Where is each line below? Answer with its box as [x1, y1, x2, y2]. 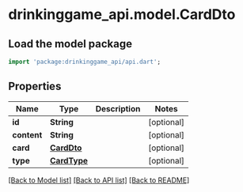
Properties [8, 80, 62, 93]
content [12, 129, 43, 140]
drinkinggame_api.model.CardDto [8, 6, 236, 24]
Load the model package [8, 37, 133, 51]
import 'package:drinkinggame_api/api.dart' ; [8, 58, 161, 66]
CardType [50, 155, 89, 166]
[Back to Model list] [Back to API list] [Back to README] [8, 175, 190, 185]
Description [95, 103, 141, 114]
